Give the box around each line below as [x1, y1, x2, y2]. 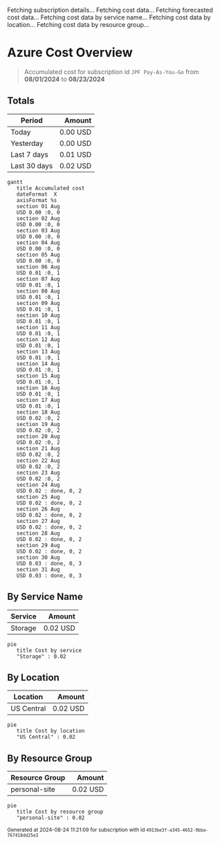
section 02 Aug [16, 214, 60, 222]
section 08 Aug [16, 287, 60, 295]
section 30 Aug [16, 553, 60, 561]
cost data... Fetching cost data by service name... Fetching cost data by [7, 13, 211, 21]
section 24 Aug [16, 481, 60, 488]
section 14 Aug [16, 360, 60, 367]
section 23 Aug [16, 469, 60, 476]
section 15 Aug [16, 372, 60, 379]
